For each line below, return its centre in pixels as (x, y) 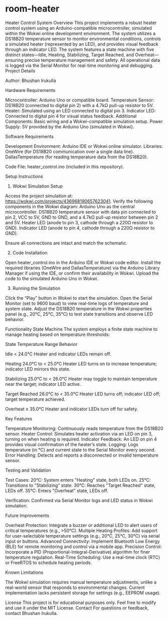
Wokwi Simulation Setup (38, 186)
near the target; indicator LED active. (43, 384)
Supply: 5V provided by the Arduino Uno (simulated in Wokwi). (70, 127)
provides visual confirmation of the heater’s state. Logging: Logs (72, 444)
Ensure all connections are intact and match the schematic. (66, 243)
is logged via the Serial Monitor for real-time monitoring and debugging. (79, 65)
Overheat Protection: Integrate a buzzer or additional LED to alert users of (81, 525)
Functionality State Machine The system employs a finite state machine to (81, 329)
